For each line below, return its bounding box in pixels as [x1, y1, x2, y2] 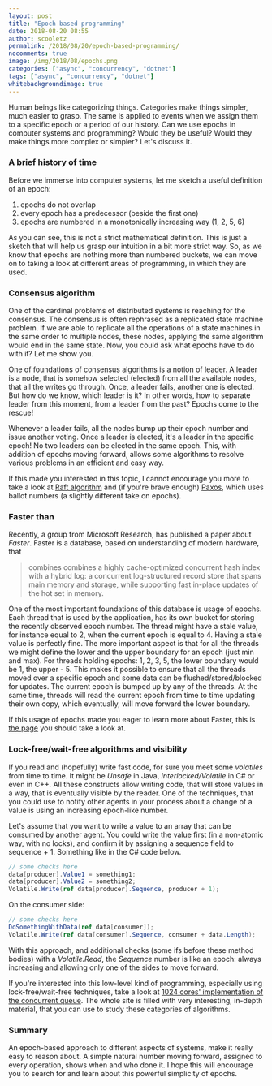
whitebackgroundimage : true [8, 80, 104, 88]
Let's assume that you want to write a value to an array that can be [8, 821, 231, 830]
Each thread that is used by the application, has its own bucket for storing [8, 613, 255, 623]
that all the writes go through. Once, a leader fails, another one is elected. [8, 382, 254, 392]
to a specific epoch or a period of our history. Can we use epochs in [8, 119, 236, 129]
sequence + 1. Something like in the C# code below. [8, 847, 182, 856]
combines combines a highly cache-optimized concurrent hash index [28, 562, 261, 572]
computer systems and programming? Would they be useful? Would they [8, 127, 253, 138]
